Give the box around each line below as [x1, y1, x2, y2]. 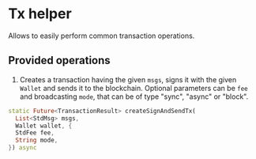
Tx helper [8, 5, 73, 23]
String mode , [15, 136, 58, 145]
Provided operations [8, 54, 111, 67]
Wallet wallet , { [15, 122, 73, 130]
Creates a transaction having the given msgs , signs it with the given [19, 74, 237, 84]
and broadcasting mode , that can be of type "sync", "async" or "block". [19, 92, 249, 101]
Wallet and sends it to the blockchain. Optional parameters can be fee [19, 83, 248, 93]
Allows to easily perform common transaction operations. [8, 31, 195, 40]
